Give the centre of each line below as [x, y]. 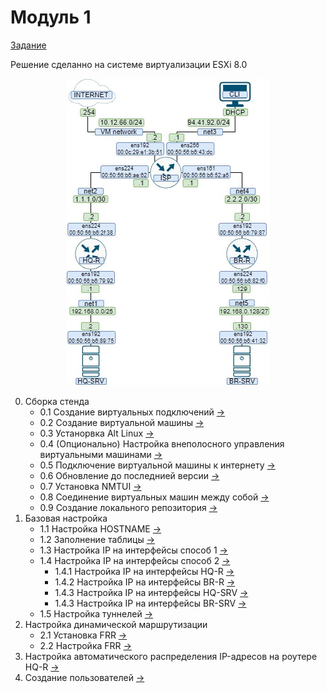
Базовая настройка [66, 518]
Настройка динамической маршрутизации [116, 624]
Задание [28, 45]
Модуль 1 [51, 17]
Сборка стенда [57, 401]
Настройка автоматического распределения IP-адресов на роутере [171, 656]
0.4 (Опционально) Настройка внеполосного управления [162, 443]
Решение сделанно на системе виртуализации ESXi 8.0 [129, 64]
